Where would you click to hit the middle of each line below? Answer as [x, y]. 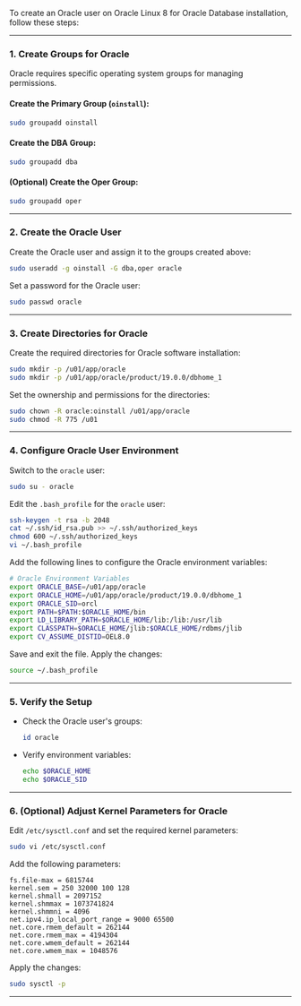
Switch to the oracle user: [57, 470]
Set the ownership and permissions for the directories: [110, 394]
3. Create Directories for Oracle [79, 333]
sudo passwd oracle [46, 302]
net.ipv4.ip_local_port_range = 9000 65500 [92, 920]
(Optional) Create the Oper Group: [74, 182]
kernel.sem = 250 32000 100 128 [69, 889]
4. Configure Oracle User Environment [94, 451]
